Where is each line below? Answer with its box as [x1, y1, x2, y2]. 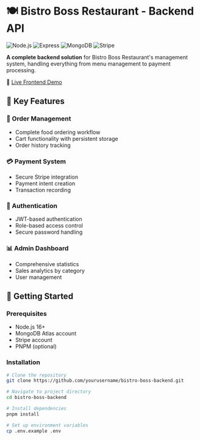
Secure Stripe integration [15, 173, 79, 181]
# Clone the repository [6, 372, 67, 378]
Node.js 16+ [15, 323, 46, 330]
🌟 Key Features [6, 96, 65, 106]
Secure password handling [15, 228, 83, 236]
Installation [6, 358, 41, 367]
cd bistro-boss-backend [6, 395, 67, 401]
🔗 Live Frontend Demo [6, 78, 62, 86]
